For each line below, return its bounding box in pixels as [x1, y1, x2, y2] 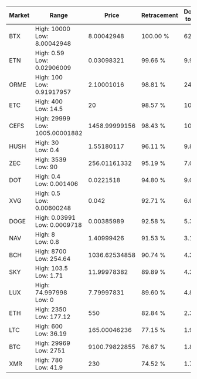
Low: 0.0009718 [35, 221, 82, 229]
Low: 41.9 [35, 364, 63, 371]
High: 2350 [35, 306, 67, 313]
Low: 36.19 [35, 330, 67, 337]
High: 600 [35, 323, 63, 330]
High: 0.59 [35, 49, 64, 57]
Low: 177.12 [35, 313, 71, 321]
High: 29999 [35, 115, 70, 122]
